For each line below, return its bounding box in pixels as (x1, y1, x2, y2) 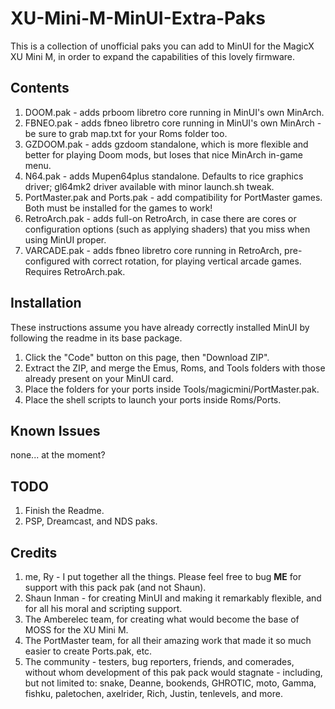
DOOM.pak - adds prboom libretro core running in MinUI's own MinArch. (24, 106, 325, 118)
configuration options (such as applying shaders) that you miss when (24, 223, 311, 235)
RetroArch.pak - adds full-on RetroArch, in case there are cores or (24, 212, 297, 224)
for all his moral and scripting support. (24, 603, 183, 614)
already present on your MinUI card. (24, 372, 174, 384)
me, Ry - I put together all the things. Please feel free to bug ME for (24, 571, 302, 582)
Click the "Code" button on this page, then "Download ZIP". (24, 351, 270, 363)
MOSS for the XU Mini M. (24, 624, 129, 636)
